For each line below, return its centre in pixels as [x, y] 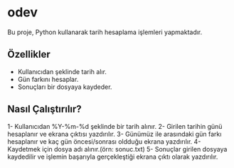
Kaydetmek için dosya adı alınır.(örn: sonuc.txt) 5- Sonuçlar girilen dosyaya [117, 149]
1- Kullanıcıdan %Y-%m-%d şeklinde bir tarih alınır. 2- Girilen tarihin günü [115, 126]
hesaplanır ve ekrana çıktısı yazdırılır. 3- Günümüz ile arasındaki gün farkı [115, 134]
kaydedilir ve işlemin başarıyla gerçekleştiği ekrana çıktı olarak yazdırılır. [113, 157]
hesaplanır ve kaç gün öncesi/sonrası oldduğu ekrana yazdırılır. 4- [104, 141]
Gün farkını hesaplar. [48, 79]
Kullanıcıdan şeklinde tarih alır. [62, 71]
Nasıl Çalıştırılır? [44, 109]
